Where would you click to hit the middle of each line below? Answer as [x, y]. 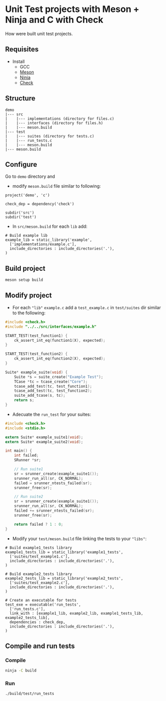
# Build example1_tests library [39, 548]
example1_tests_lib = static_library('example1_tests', [64, 552]
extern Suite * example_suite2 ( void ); [44, 442]
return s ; [24, 400]
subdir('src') [20, 213]
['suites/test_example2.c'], [40, 583]
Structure [20, 98]
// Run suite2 [29, 497]
